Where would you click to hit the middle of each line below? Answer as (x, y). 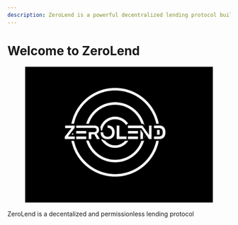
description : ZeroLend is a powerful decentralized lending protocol (112, 15)
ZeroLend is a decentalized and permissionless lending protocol (101, 214)
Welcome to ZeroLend (74, 51)
